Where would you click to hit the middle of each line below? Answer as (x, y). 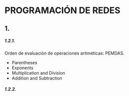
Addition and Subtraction (37, 78)
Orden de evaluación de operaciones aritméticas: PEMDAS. (64, 53)
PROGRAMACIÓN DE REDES (63, 10)
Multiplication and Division (39, 73)
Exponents (23, 68)
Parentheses (25, 62)
